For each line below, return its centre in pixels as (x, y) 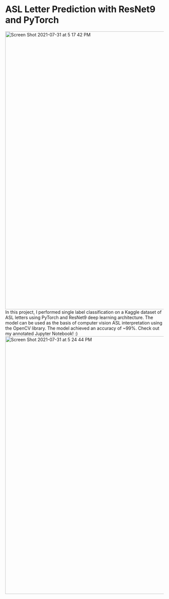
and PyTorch (32, 20)
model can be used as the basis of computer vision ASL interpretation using (84, 322)
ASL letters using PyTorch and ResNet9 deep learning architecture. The (79, 317)
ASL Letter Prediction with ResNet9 (80, 9)
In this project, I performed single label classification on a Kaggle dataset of (83, 312)
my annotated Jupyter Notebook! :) (41, 333)
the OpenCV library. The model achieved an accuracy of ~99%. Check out (82, 328)
